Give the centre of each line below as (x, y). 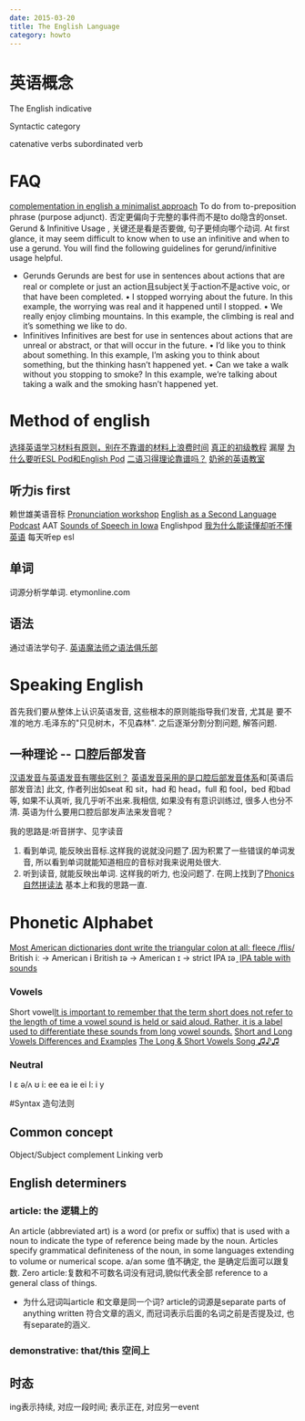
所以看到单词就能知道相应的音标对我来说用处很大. (128, 862)
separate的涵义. (61, 1325)
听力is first (40, 491)
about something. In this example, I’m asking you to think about (141, 355)
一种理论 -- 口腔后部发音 (78, 754)
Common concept (61, 1133)
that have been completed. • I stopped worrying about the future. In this (158, 297)
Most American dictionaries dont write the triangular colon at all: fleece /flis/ (152, 948)
